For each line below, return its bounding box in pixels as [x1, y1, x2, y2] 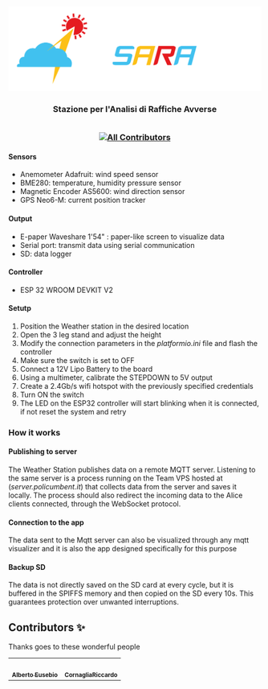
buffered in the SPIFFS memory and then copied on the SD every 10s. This [8, 588, 254, 598]
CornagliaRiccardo [64, 670, 118, 679]
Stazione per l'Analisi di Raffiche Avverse [52, 103, 217, 114]
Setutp [8, 303, 32, 313]
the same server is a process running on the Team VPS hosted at [8, 473, 223, 483]
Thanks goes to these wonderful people [8, 642, 140, 652]
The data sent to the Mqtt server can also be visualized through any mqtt [8, 535, 250, 545]
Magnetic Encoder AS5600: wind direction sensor [19, 187, 185, 196]
